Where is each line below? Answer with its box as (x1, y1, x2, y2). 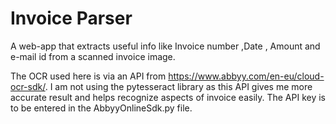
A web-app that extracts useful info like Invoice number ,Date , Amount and (10, 40, 321, 52)
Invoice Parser (10, 7, 133, 30)
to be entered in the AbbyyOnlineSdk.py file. (10, 102, 193, 114)
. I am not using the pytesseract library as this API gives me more (44, 80, 313, 92)
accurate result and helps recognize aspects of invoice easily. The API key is (10, 91, 327, 103)
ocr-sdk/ (10, 80, 46, 92)
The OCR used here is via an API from (10, 70, 167, 82)
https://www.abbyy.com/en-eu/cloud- (168, 70, 325, 82)
